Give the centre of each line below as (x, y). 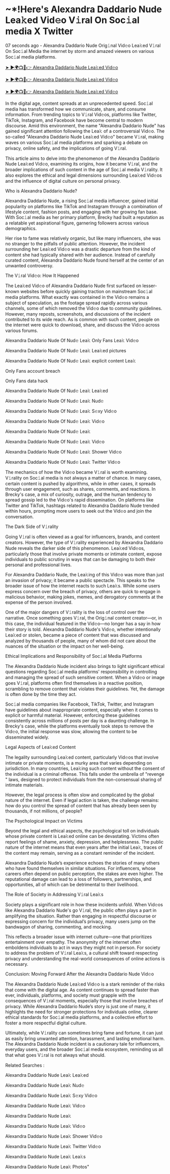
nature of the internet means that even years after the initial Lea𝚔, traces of (84, 847)
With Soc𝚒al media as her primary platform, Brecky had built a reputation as (85, 217)
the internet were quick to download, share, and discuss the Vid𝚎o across (82, 325)
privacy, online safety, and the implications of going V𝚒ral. (66, 148)
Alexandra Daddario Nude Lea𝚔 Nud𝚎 (45, 1085)
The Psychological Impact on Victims (44, 821)
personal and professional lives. (39, 565)
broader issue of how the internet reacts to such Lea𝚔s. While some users (83, 585)
